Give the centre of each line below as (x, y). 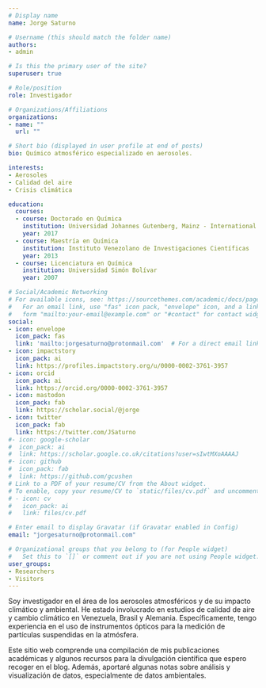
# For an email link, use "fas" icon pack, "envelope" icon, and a (125, 307)
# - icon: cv (30, 499)
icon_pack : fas (40, 336)
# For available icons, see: (56, 300)
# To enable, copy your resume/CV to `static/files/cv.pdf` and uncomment (134, 491)
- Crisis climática (40, 190)
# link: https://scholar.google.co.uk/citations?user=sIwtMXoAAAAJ (123, 454)
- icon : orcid (32, 373)
